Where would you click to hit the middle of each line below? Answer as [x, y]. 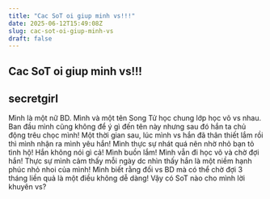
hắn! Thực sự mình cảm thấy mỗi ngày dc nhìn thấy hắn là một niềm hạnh [130, 161]
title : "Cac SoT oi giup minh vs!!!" [72, 16]
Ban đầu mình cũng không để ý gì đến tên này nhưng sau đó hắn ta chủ [127, 127]
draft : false [30, 38]
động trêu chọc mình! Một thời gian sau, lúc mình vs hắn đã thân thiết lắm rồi [136, 135]
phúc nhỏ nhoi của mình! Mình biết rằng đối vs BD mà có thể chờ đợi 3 [126, 170]
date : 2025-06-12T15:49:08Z [56, 23]
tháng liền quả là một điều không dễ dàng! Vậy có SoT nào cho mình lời [127, 178]
